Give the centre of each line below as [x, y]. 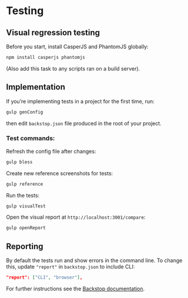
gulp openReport [26, 228]
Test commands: [31, 138]
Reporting [25, 246]
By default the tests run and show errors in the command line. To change [94, 260]
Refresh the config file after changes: [51, 151]
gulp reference [25, 184]
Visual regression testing [53, 33]
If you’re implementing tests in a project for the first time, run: [80, 101]
